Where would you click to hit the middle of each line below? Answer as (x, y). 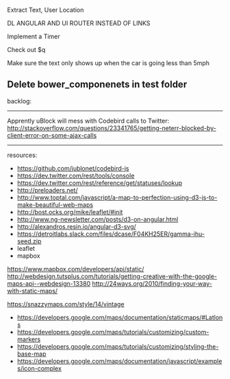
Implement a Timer (34, 36)
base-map (31, 354)
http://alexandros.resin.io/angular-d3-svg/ (77, 226)
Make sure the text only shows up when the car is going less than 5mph (108, 63)
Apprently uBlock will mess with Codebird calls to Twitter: (88, 121)
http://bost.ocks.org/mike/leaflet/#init (70, 212)
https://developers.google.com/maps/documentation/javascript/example (119, 361)
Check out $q (26, 50)
